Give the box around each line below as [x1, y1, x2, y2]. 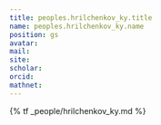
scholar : [9, 64, 43, 73]
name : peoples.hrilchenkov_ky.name [9, 22, 145, 31]
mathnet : [9, 81, 43, 90]
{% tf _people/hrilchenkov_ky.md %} [9, 105, 146, 116]
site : [9, 55, 30, 64]
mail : [9, 47, 30, 56]
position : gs [9, 30, 59, 39]
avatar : [9, 38, 39, 48]
